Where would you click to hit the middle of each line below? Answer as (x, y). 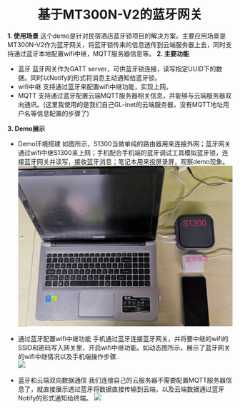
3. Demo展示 (26, 128)
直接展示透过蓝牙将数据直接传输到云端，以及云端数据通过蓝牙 (134, 389)
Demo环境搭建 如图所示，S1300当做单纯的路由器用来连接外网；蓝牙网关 (124, 143)
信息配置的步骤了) (63, 113)
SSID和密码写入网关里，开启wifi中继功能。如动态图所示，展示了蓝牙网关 (124, 348)
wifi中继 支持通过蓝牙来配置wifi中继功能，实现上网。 (95, 86)
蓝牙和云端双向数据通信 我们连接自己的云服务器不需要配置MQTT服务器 (122, 380)
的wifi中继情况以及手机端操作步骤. (68, 357)
